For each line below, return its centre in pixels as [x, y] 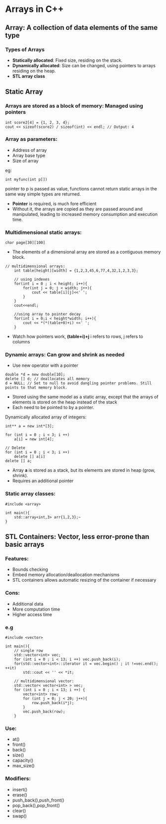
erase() [20, 795]
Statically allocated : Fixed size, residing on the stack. [67, 60]
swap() [20, 816]
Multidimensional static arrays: [43, 232]
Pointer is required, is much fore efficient [54, 204]
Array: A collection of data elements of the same [82, 28]
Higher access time [32, 614]
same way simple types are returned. [43, 194]
